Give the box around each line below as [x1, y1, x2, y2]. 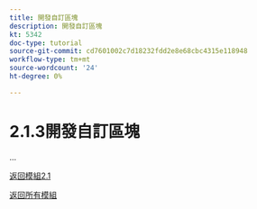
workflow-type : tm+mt [9, 55, 91, 64]
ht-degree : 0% [9, 72, 63, 81]
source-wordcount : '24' [9, 64, 99, 73]
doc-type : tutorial [9, 38, 83, 48]
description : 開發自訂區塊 [9, 22, 103, 31]
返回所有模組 [9, 189, 57, 200]
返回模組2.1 [9, 170, 51, 181]
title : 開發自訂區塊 [9, 13, 78, 23]
